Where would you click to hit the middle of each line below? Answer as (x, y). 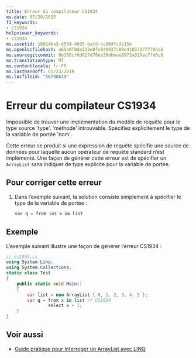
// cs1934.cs (22, 257)
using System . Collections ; (39, 268)
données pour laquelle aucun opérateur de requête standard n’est (85, 152)
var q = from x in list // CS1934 (69, 300)
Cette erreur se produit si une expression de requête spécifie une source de (97, 146)
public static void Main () (49, 284)
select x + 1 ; (65, 306)
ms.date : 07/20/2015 (31, 17)
